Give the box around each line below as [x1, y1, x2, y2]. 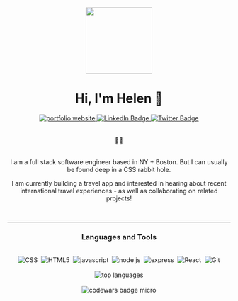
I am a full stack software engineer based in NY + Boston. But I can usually [10, 157, 228, 166]
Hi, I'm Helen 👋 [75, 91, 163, 107]
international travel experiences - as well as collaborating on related [20, 186, 218, 195]
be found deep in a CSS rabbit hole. [67, 165, 171, 174]
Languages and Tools [81, 232, 157, 242]
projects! [106, 194, 132, 203]
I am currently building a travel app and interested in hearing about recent [11, 178, 227, 187]
